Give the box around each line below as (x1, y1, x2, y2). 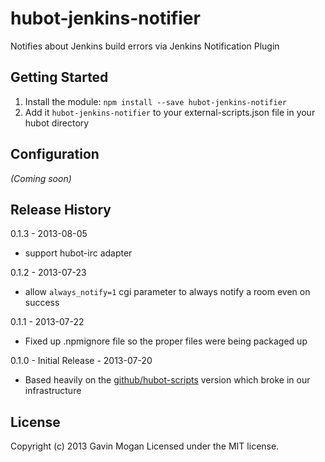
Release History (10, 201, 112, 218)
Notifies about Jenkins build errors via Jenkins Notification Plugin (10, 40, 280, 52)
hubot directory (24, 117, 90, 129)
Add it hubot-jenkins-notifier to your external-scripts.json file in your (24, 106, 316, 118)
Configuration (10, 146, 100, 163)
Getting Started (10, 69, 109, 86)
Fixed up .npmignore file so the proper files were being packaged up (24, 335, 308, 347)
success (24, 297, 60, 309)
